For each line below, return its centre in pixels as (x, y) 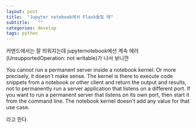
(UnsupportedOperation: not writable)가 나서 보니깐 (68, 58)
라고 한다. (17, 119)
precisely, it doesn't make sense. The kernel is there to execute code (89, 76)
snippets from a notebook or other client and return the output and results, (96, 82)
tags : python (22, 33)
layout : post (22, 11)
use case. (18, 107)
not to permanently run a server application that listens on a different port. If (98, 89)
